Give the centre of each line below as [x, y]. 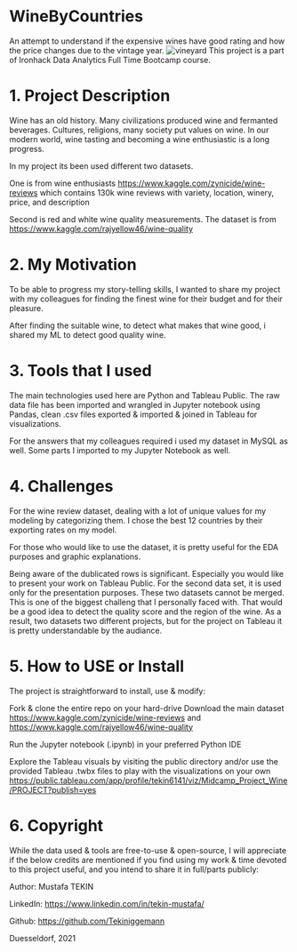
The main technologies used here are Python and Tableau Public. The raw [144, 395]
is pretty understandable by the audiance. [86, 630]
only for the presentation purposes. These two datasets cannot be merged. [147, 592]
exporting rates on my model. [63, 530]
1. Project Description [90, 96]
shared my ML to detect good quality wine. [88, 334]
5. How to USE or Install [97, 666]
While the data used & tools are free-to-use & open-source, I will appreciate [148, 850]
